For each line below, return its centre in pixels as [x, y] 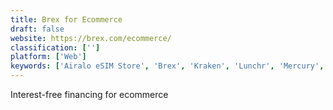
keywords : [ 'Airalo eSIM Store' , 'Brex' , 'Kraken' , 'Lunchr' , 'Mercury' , [167, 66]
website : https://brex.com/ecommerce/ [91, 38]
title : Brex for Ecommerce [66, 19]
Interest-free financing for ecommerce [89, 94]
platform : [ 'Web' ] [48, 57]
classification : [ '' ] [55, 47]
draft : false [37, 29]
